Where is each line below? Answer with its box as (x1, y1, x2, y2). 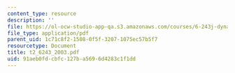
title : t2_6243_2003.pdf (7, 49, 80, 56)
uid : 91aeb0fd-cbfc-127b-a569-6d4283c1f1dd (7, 56, 136, 63)
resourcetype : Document (7, 42, 77, 49)
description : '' (7, 17, 55, 24)
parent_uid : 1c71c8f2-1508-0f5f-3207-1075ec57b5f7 (7, 36, 158, 43)
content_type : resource (7, 10, 77, 17)
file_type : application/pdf (7, 29, 90, 37)
